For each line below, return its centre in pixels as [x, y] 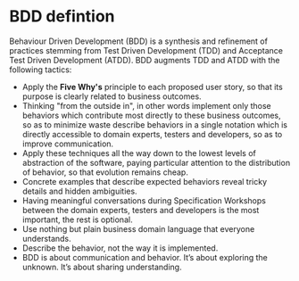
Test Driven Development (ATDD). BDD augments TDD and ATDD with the [145, 60]
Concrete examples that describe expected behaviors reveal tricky [145, 181]
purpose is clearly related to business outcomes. [112, 96]
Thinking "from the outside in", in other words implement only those [147, 105]
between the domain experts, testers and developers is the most [141, 210]
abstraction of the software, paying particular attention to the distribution [156, 162]
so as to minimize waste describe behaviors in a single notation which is [155, 124]
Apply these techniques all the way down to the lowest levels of [139, 153]
